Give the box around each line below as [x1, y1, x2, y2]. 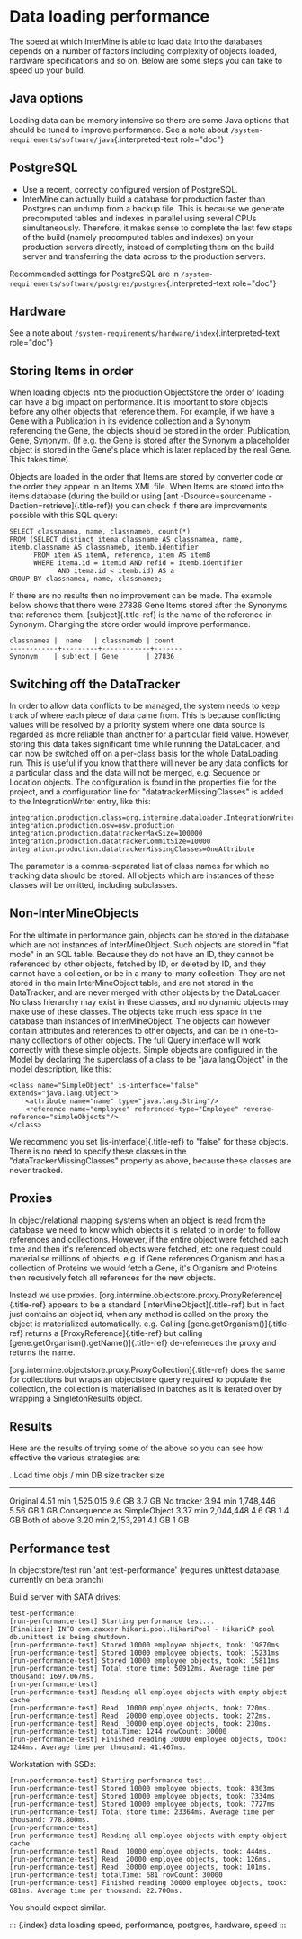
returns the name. [9, 1347, 75, 1358]
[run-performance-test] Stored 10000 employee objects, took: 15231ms [9, 1648, 280, 1657]
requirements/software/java [9, 135, 115, 145]
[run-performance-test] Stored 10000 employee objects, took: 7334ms [9, 1792, 276, 1801]
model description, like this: [9, 1064, 111, 1074]
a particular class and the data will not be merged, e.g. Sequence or [9, 768, 261, 777]
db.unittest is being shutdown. [9, 1633, 130, 1642]
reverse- [242, 1104, 276, 1113]
